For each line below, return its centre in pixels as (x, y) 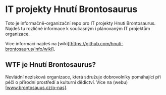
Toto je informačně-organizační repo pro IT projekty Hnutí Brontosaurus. (80, 23)
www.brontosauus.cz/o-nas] (37, 87)
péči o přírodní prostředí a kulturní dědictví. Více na (59, 82)
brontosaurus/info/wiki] (30, 49)
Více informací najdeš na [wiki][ (38, 43)
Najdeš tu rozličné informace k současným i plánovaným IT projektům (78, 28)
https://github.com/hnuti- (97, 43)
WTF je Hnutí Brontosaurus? (50, 65)
